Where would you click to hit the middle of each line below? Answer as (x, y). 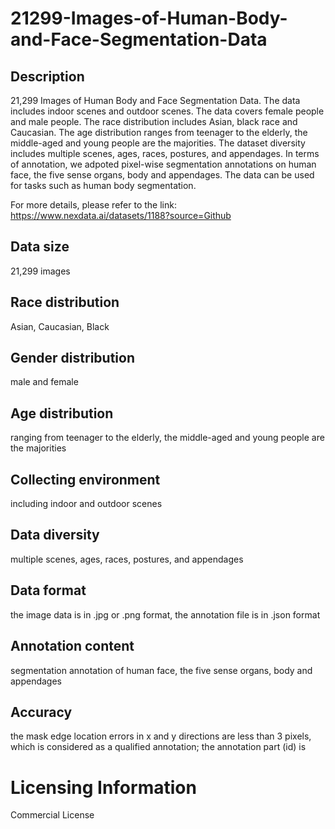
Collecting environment (85, 479)
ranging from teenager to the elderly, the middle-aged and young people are (167, 438)
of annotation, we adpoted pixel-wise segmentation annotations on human (163, 164)
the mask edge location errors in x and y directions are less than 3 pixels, (161, 736)
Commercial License (52, 815)
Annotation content (72, 646)
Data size (40, 247)
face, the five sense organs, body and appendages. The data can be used (162, 175)
